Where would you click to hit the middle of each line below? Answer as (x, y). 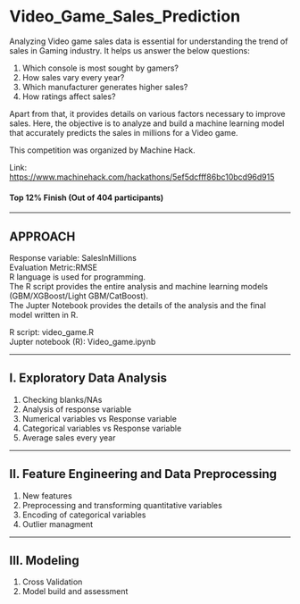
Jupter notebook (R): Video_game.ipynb (83, 341)
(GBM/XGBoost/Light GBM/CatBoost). (79, 296)
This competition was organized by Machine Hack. (102, 150)
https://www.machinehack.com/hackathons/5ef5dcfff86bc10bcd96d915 (142, 177)
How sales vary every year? (73, 77)
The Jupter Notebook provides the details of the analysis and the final (137, 305)
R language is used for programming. (77, 277)
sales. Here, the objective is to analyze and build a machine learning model (147, 123)
